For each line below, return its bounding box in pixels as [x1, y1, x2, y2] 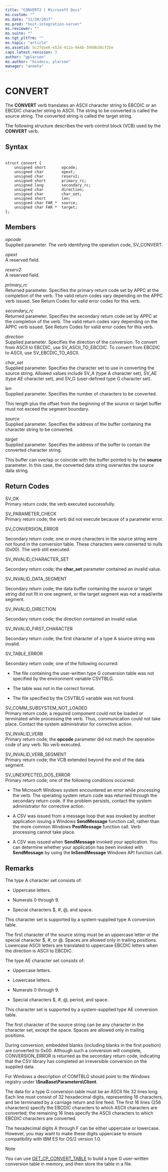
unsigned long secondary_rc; [14, 182, 92, 187]
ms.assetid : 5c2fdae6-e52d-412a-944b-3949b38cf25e [5, 45, 114, 50]
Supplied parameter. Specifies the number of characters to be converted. [5, 390, 157, 397]
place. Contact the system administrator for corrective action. [5, 721, 133, 727]
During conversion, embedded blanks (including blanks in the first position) [5, 1042, 161, 1048]
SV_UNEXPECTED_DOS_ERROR [5, 771, 70, 778]
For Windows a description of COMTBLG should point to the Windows [5, 1073, 150, 1080]
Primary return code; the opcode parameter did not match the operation [5, 736, 155, 742]
